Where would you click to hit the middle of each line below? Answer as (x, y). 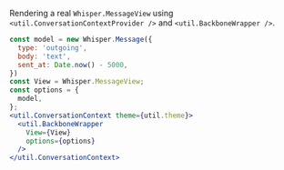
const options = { (44, 90)
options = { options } (61, 141)
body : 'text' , (44, 56)
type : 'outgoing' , (53, 48)
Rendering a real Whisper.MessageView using (91, 13)
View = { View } (48, 132)
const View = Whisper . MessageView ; (77, 82)
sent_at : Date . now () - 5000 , (73, 65)
